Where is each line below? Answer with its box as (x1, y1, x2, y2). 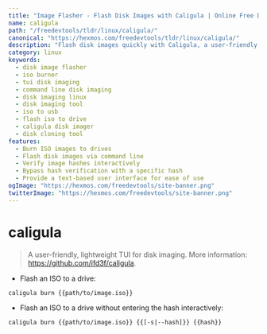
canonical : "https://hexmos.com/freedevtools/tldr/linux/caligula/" (8, 33, 240, 42)
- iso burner (15, 71, 59, 79)
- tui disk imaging (15, 78, 80, 86)
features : (8, 137, 41, 146)
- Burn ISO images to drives (15, 145, 112, 153)
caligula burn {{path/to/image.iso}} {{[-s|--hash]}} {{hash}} (8, 318, 222, 326)
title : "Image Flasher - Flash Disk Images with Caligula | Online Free (8, 11, 254, 20)
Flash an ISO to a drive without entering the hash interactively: (19, 303, 224, 313)
